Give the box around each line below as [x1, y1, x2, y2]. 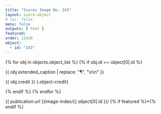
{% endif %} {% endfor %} [5, 88, 61, 94]
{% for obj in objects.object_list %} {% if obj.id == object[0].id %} [5, 59, 143, 65]
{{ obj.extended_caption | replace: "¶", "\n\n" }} [5, 69, 104, 75]
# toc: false [5, 17, 33, 22]
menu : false [5, 21, 30, 27]
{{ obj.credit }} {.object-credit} [5, 79, 69, 85]
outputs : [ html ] [5, 26, 44, 31]
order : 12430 [5, 36, 33, 41]
